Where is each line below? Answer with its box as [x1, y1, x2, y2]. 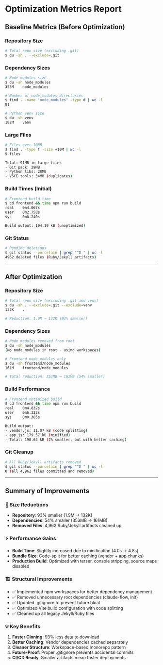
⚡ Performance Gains [5, 535, 57, 542]
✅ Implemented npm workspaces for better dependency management [12, 589, 152, 595]
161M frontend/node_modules [5, 365, 68, 370]
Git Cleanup [5, 448, 34, 455]
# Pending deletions [5, 246, 47, 251]
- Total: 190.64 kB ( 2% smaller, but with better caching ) [5, 437, 127, 442]
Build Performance [5, 386, 50, 392]
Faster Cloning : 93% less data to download [12, 634, 99, 640]
